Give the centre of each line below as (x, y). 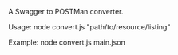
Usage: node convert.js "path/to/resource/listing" (89, 27)
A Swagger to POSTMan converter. (66, 12)
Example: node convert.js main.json (67, 42)
